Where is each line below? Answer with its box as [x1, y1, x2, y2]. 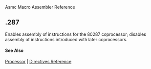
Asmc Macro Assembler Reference [5, 4, 75, 10]
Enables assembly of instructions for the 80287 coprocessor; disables [5, 31, 147, 37]
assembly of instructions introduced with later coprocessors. [5, 36, 128, 42]
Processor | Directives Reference [5, 59, 72, 65]
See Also [5, 47, 23, 53]
